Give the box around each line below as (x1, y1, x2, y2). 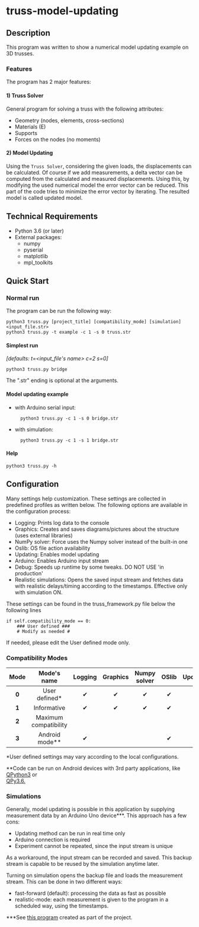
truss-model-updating (6, 4, 119, 18)
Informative (33, 703, 66, 712)
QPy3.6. (6, 777, 25, 784)
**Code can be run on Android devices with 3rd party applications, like (6, 765, 181, 772)
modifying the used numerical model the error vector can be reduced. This (6, 181, 188, 189)
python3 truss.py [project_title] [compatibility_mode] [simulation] (6, 319, 182, 325)
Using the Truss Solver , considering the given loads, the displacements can (6, 162, 192, 170)
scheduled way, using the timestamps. (14, 903, 109, 910)
